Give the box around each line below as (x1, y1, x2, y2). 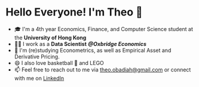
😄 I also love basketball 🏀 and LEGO (14, 59, 104, 66)
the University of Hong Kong (14, 34, 87, 41)
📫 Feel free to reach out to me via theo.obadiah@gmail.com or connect (14, 66, 191, 73)
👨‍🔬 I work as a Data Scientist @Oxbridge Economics (14, 40, 147, 47)
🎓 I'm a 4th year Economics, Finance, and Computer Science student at (14, 25, 194, 32)
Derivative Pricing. (14, 53, 60, 60)
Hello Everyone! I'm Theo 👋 (5, 5, 143, 19)
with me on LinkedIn (14, 74, 65, 82)
